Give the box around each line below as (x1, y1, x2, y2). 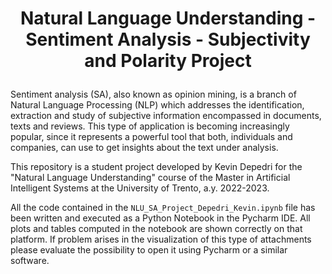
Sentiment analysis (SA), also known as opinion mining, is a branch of (10, 88, 297, 101)
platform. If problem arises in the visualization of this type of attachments (10, 233, 312, 246)
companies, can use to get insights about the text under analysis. (10, 142, 279, 154)
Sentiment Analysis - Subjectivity (25, 28, 311, 51)
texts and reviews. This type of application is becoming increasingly (10, 120, 290, 132)
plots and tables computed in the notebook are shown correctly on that (10, 223, 303, 235)
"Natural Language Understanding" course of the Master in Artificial (10, 172, 291, 184)
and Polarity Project (84, 50, 252, 72)
